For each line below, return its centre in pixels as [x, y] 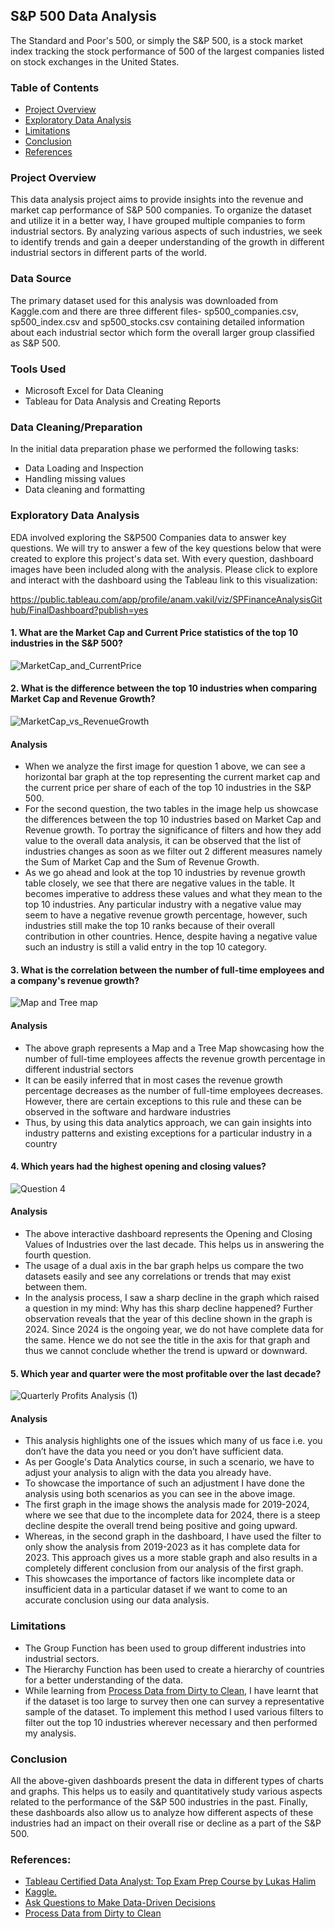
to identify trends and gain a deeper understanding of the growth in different [167, 242]
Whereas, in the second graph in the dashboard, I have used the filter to [173, 1536]
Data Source [41, 279]
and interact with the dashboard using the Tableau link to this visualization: [164, 580]
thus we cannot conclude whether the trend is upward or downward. [166, 1351]
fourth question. [58, 1255]
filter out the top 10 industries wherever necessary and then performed [171, 1722]
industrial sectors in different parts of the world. [108, 253]
